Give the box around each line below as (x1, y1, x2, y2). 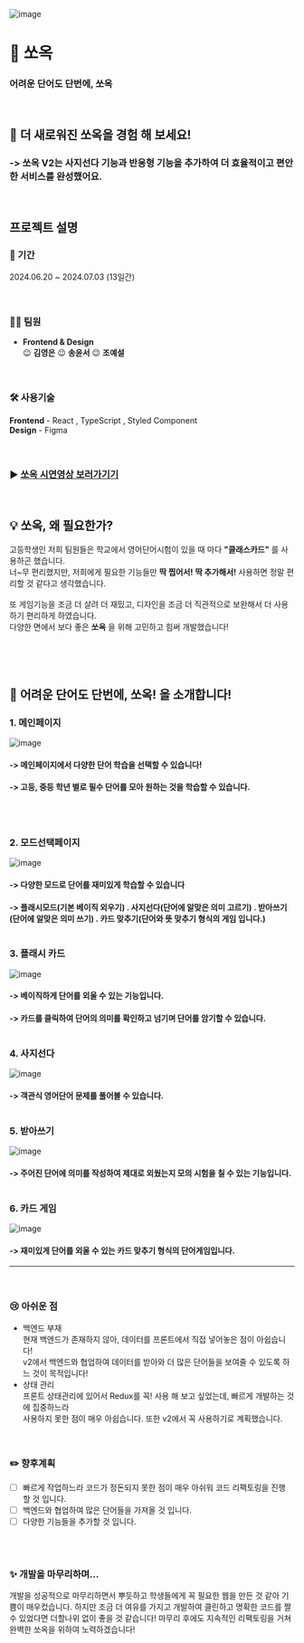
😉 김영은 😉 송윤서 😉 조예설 (22, 347, 125, 358)
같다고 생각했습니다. (35, 577, 107, 588)
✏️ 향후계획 (9, 1457, 56, 1469)
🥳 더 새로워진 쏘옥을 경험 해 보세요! (9, 127, 192, 142)
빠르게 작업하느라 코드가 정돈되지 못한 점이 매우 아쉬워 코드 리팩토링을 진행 (22, 1482, 287, 1493)
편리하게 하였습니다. (25, 610, 97, 621)
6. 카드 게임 (9, 1201, 57, 1214)
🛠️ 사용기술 (9, 392, 56, 404)
